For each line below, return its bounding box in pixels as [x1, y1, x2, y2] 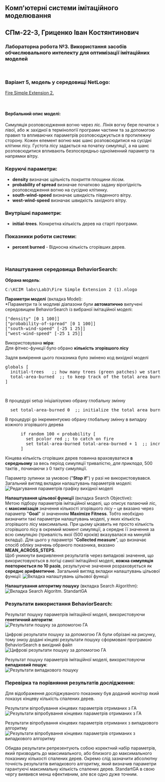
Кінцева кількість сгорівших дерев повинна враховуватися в [5, 455, 133, 461]
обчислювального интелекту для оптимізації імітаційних [5, 49, 150, 56]
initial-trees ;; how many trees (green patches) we [10, 369, 145, 375]
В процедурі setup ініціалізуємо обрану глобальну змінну [5, 398, 126, 404]
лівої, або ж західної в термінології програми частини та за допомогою [5, 127, 155, 133]
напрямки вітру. [5, 153, 39, 159]
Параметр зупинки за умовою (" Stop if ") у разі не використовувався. [5, 475, 151, 481]
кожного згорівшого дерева [5, 421, 64, 427]
